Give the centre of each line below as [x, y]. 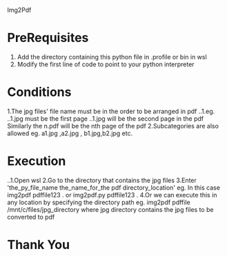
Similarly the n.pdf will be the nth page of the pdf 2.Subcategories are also [113, 126]
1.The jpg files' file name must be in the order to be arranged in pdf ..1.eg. [111, 111]
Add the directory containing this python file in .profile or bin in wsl [112, 57]
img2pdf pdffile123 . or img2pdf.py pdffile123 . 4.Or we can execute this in [112, 195]
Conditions [39, 92]
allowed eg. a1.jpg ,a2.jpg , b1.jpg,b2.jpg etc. [70, 133]
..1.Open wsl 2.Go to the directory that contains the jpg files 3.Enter [102, 180]
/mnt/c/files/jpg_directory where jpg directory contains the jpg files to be [110, 209]
